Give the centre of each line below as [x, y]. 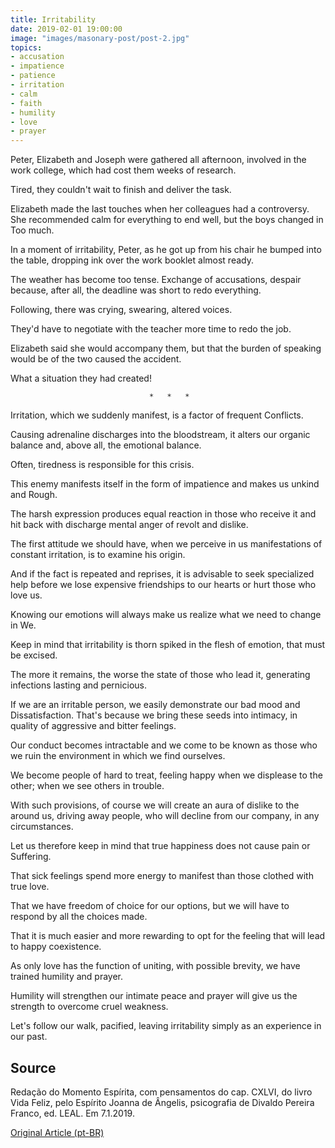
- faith [26, 103]
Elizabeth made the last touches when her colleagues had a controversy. [160, 209]
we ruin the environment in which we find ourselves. [118, 756]
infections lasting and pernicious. [78, 685]
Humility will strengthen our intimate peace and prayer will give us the [154, 996]
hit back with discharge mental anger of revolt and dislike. [129, 525]
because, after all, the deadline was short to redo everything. [136, 290]
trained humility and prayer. [67, 977]
